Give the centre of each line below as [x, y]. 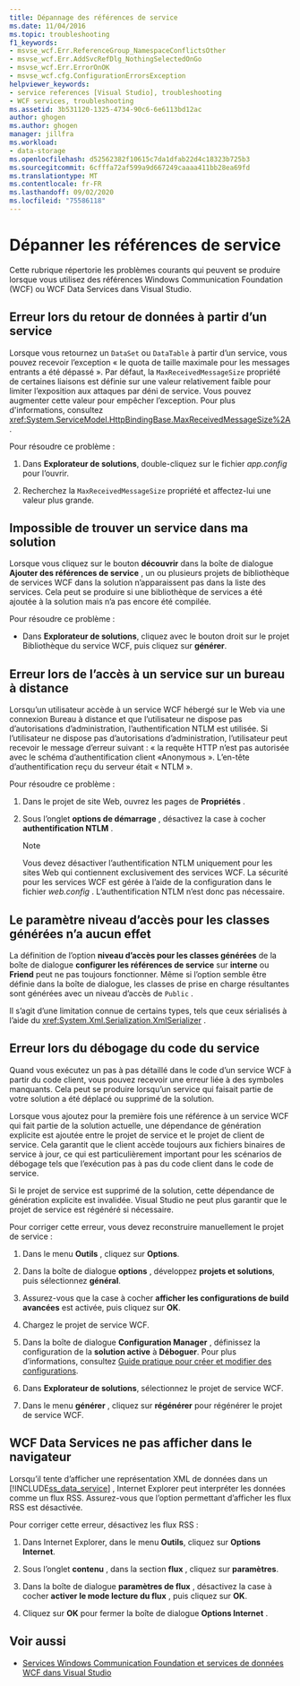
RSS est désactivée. [46, 1507]
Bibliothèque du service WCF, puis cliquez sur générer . [124, 646]
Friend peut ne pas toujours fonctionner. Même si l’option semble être [138, 975]
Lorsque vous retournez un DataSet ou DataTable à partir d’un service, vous [149, 353]
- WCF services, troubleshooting [72, 101]
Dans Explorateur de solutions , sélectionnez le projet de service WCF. [153, 1388]
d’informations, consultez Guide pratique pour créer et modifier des [147, 1361]
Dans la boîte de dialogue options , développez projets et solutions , [148, 1271]
